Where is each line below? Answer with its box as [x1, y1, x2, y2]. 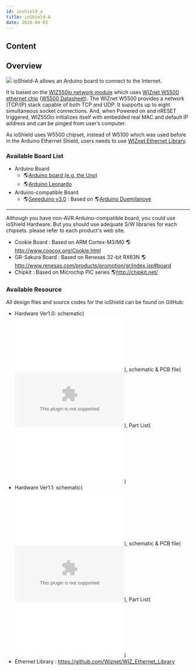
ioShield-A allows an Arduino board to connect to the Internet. [13, 77, 162, 84]
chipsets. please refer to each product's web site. [6, 226, 125, 234]
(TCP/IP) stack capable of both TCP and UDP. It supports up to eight [6, 101, 170, 108]
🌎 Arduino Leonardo [23, 180, 72, 187]
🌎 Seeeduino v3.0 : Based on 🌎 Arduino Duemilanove [23, 195, 152, 202]
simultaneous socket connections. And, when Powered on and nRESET [6, 107, 177, 114]
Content [6, 41, 37, 51]
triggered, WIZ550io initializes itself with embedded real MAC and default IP [6, 113, 188, 121]
